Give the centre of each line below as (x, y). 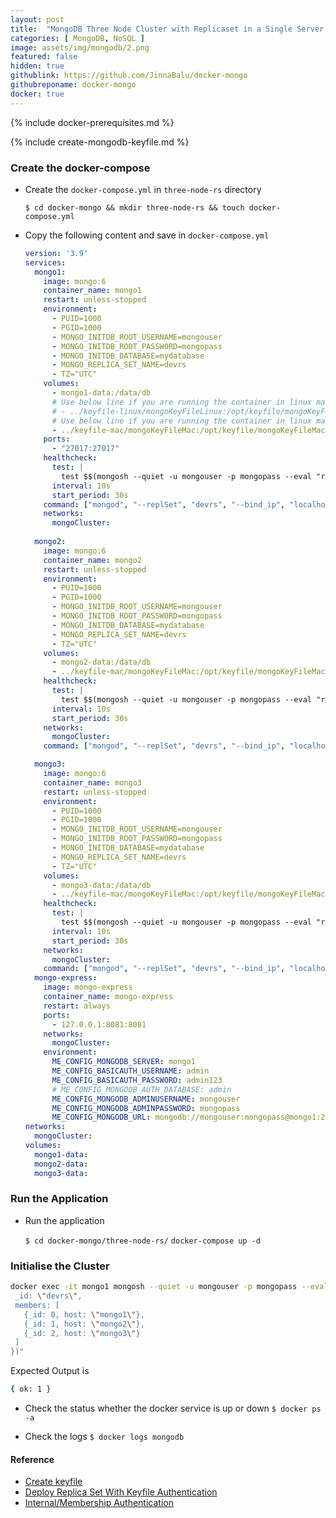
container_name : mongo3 (92, 782)
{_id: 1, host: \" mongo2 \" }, (84, 1324)
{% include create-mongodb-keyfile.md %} (100, 142)
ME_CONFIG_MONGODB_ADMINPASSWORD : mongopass (146, 1108)
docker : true (37, 94)
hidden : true (37, 66)
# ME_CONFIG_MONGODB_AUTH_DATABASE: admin (141, 1089)
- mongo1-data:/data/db (101, 393)
